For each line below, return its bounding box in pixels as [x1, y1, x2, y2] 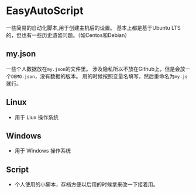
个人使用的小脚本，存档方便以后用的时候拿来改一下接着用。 [14, 181, 159, 188]
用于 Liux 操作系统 [14, 113, 59, 121]
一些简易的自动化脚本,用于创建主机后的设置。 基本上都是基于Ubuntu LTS [6, 24, 181, 31]
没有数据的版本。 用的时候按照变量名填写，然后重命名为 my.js [40, 72, 188, 80]
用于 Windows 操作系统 [14, 147, 71, 154]
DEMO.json [11, 73, 35, 80]
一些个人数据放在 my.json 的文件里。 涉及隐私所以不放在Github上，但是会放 [6, 65, 185, 72]
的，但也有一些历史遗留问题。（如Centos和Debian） [6, 31, 130, 39]
